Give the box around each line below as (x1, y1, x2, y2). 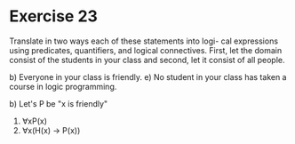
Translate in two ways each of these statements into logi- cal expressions (9, 36, 278, 46)
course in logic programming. (9, 81, 117, 92)
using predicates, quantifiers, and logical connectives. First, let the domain (9, 44, 283, 55)
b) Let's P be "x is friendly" (9, 98, 108, 108)
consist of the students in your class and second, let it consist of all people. (9, 54, 286, 65)
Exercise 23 (9, 6, 98, 27)
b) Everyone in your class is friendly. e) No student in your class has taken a (9, 71, 287, 82)
